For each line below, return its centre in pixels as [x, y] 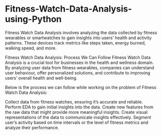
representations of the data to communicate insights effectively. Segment [78, 117]
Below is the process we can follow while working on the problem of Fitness [81, 87]
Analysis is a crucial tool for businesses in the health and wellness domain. [79, 62]
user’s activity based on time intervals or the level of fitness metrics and [77, 122]
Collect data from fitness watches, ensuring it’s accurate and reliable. [74, 102]
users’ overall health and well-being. [41, 78]
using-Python [33, 19]
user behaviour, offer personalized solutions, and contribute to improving [78, 73]
